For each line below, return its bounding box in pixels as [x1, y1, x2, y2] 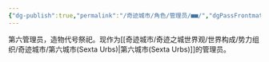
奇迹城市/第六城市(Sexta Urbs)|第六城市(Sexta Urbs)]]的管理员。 [18, 45, 231, 54]
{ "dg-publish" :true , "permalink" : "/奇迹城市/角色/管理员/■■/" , [8, 11, 210, 20]
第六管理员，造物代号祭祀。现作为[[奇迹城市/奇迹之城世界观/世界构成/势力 [8, 34, 253, 44]
